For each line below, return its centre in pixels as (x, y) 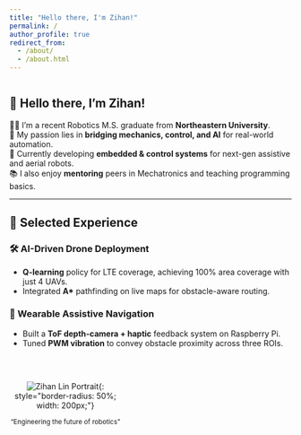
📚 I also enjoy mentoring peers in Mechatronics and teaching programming (150, 173)
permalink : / (34, 26)
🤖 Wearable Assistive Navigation (82, 314)
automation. (31, 144)
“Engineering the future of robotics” (65, 422)
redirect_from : (38, 43)
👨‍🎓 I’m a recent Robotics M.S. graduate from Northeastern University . (140, 125)
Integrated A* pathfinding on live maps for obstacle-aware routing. (146, 291)
